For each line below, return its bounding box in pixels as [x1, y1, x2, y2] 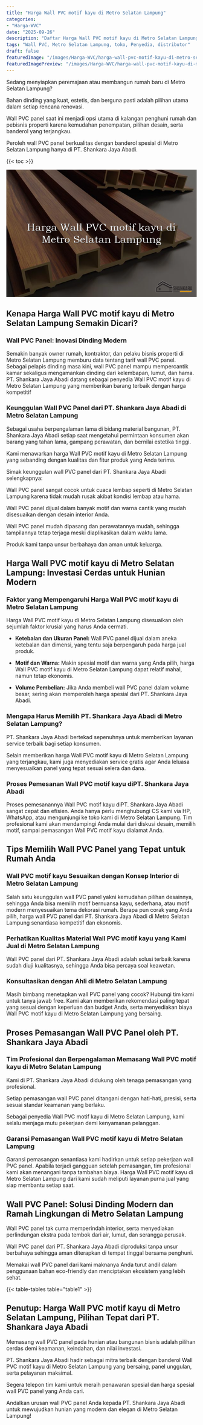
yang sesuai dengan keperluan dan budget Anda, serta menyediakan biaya [6, 1003, 193, 1011]
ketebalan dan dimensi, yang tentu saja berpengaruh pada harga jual [14, 641, 186, 648]
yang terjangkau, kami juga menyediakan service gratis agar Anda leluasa [6, 758, 190, 765]
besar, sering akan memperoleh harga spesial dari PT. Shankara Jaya [14, 691, 188, 698]
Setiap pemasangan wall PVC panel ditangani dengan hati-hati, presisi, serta [6, 1094, 197, 1102]
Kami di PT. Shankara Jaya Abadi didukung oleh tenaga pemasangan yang [6, 1076, 192, 1084]
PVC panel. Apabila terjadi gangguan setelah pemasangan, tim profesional [6, 1162, 192, 1169]
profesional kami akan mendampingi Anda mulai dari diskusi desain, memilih [6, 820, 196, 827]
